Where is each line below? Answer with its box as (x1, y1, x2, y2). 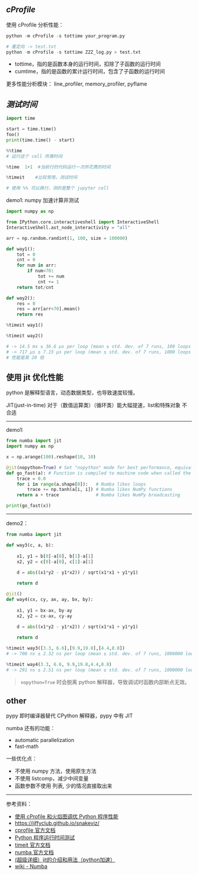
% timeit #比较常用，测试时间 (6, 174, 78, 181)
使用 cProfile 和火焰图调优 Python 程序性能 (14, 813, 119, 820)
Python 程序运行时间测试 (14, 834, 75, 841)
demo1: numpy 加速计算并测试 (6, 197, 80, 204)
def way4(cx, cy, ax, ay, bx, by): (6, 596, 94, 602)
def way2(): (6, 295, 35, 301)
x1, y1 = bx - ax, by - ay (16, 607, 72, 613)
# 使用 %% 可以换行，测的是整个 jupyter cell (6, 186, 109, 191)
